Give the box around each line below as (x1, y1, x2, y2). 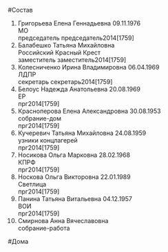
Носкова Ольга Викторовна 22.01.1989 (17, 173, 131, 181)
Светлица (17, 180, 47, 188)
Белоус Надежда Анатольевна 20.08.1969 (17, 85, 140, 93)
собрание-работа (17, 224, 70, 232)
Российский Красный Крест (17, 48, 101, 56)
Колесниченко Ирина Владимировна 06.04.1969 (17, 63, 160, 71)
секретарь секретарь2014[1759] (17, 78, 113, 85)
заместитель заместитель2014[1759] (17, 56, 127, 64)
